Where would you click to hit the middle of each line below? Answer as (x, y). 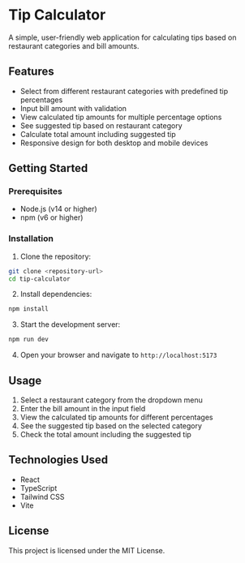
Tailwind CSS (42, 496)
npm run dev (28, 340)
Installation (31, 239)
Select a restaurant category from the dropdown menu (111, 400)
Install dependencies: (56, 294)
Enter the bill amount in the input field (83, 409)
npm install (28, 309)
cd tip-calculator (39, 279)
